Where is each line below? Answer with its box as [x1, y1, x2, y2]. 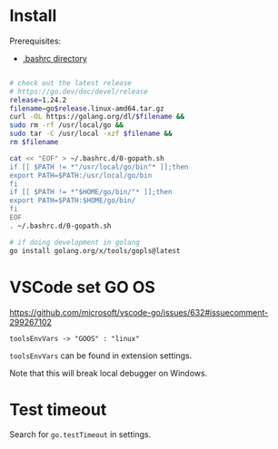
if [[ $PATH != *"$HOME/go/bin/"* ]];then [9, 188, 173, 197]
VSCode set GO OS [9, 277, 156, 298]
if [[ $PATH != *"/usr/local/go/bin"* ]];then [9, 162, 189, 171]
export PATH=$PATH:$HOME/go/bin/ [9, 196, 136, 205]
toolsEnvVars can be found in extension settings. [9, 350, 193, 361]
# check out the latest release [9, 78, 132, 87]
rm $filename [9, 138, 59, 147]
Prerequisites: [9, 35, 62, 46]
